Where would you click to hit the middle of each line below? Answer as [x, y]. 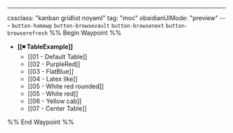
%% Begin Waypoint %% [86, 33]
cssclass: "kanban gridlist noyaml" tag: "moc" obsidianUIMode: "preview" [113, 18]
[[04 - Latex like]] [53, 79]
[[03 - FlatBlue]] [51, 71]
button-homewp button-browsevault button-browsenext [88, 26]
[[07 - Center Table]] [57, 108]
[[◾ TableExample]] [45, 47]
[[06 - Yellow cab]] [54, 101]
